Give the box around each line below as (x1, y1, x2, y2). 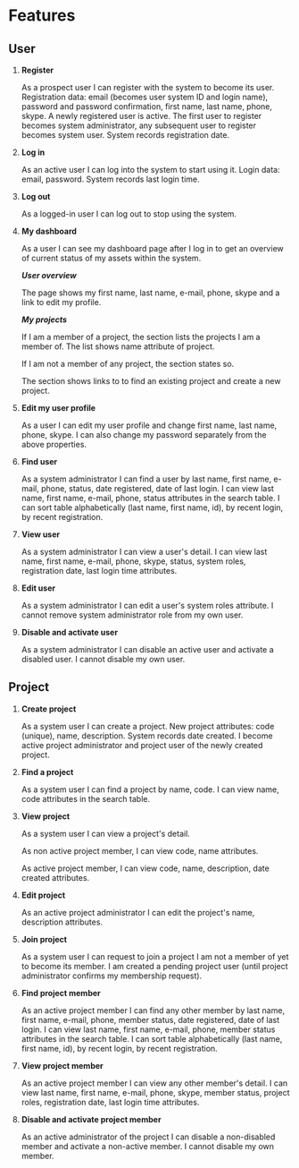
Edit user (21, 583, 55, 593)
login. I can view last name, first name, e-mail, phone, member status (21, 1024, 276, 1035)
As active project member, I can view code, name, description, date (21, 863, 270, 874)
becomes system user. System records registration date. (21, 130, 229, 140)
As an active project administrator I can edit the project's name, (21, 907, 255, 917)
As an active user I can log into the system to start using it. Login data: (21, 165, 280, 175)
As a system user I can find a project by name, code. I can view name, (21, 784, 279, 795)
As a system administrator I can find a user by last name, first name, (21, 473, 272, 484)
